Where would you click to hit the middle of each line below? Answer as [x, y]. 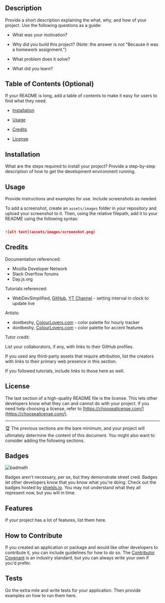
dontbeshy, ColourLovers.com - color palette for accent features [78, 328]
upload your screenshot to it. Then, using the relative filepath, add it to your [82, 214]
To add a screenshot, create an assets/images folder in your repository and [81, 208]
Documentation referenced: [33, 259]
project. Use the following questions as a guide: [53, 25]
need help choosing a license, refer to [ [45, 409]
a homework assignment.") [39, 49]
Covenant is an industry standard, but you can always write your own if [77, 558]
